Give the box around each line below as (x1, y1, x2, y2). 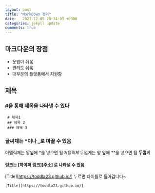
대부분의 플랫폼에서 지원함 (12, 71, 62, 76)
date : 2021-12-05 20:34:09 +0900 (5, 16, 77, 21)
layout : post (5, 7, 32, 12)
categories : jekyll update (5, 21, 60, 26)
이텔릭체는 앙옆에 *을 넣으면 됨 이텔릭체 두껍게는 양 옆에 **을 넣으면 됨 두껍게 (5, 149, 151, 155)
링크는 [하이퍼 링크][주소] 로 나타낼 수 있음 (5, 162, 84, 168)
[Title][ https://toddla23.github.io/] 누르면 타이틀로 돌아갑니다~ (5, 173, 126, 179)
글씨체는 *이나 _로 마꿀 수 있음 (5, 138, 72, 145)
